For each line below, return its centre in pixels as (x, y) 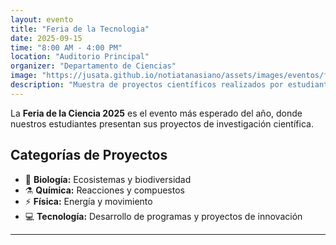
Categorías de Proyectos (89, 155)
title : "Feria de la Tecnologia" (80, 29)
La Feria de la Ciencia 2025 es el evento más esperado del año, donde (156, 113)
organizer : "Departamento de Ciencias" (93, 66)
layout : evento (42, 19)
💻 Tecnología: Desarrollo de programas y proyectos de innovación (163, 216)
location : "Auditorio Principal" (80, 57)
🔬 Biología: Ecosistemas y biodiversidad (108, 179)
